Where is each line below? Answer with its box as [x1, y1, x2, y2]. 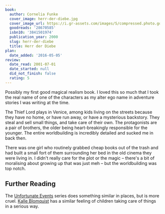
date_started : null [9, 67, 50, 72]
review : [5, 57, 21, 62]
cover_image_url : [9, 21, 45, 26]
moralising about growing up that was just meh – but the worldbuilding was [5, 160, 157, 166]
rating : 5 [9, 76, 29, 80]
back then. [5, 135, 27, 141]
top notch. [5, 165, 26, 171]
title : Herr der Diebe [9, 44, 56, 49]
